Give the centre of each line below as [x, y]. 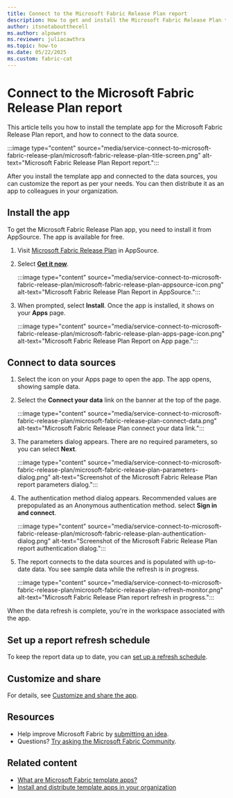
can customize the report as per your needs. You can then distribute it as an [116, 183]
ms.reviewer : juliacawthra [46, 40]
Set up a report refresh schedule [79, 640]
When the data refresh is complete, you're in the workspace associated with [116, 611]
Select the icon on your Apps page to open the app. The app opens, [114, 380]
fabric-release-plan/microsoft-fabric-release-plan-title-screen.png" [104, 155]
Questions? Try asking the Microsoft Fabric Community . [97, 741]
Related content [42, 763]
